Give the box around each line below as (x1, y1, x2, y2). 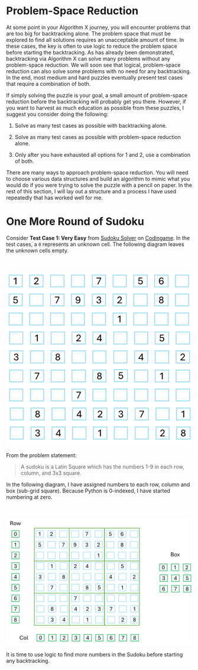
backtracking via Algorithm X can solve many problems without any (6, 55, 170, 62)
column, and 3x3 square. (20, 469, 82, 477)
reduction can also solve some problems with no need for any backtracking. (6, 67, 191, 75)
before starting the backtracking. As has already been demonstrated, (6, 48, 174, 56)
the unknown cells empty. (6, 247, 69, 254)
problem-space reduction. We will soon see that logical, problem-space (6, 61, 181, 69)
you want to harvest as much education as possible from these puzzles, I (6, 104, 184, 111)
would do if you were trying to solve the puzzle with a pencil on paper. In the (6, 182, 192, 189)
